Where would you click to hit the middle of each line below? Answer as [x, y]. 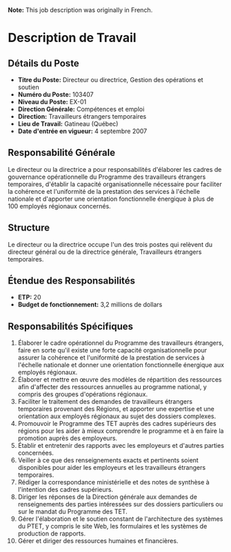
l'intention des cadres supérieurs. [65, 490]
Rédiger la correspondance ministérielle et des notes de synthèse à [113, 482]
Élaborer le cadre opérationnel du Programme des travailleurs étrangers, [121, 343]
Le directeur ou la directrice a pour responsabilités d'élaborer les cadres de [115, 169]
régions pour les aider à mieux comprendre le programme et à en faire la [121, 431]
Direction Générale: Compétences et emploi [81, 109]
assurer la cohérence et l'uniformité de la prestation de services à [111, 357]
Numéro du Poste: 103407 [56, 95]
